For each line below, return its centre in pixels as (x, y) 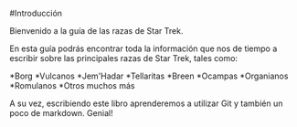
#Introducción (36, 13)
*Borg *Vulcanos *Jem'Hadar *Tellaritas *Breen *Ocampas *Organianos (149, 76)
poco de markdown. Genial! (61, 113)
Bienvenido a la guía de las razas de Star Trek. (96, 31)
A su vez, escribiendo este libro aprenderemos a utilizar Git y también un (146, 103)
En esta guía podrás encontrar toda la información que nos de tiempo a (143, 48)
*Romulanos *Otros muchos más (72, 85)
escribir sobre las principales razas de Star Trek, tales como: (124, 58)
